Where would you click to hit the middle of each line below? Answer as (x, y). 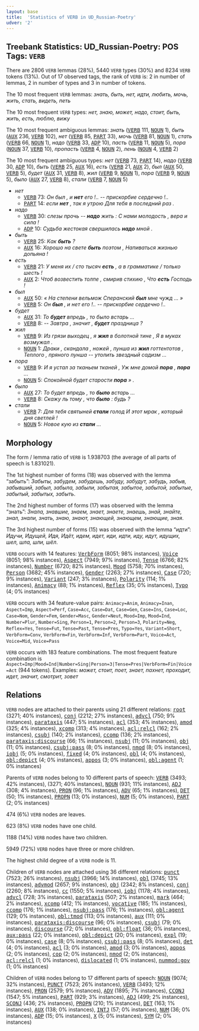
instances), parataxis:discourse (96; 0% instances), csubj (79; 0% (94, 922)
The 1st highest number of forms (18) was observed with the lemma (89, 475)
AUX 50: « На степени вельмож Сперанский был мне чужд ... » (103, 298)
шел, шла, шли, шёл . (32, 542)
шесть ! (33, 273)
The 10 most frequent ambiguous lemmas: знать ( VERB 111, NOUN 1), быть (95, 130)
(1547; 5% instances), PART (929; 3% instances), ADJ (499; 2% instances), (98, 997)
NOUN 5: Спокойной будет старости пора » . (79, 380)
